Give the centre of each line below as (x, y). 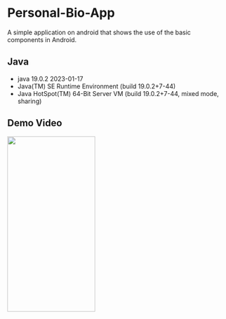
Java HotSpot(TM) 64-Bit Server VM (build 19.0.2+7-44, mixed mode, (118, 93)
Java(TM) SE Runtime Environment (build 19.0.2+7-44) (97, 86)
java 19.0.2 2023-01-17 (50, 79)
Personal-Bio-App (61, 13)
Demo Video (35, 123)
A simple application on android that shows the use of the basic (99, 32)
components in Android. (42, 39)
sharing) (29, 101)
